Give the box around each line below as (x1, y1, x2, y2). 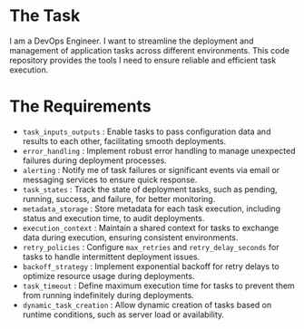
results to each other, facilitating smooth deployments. (22, 135, 227, 146)
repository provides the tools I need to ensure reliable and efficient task (9, 54, 277, 65)
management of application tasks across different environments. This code (9, 44, 290, 55)
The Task (9, 5, 81, 26)
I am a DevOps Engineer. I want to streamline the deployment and (9, 35, 254, 46)
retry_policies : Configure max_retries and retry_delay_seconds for (22, 241, 279, 252)
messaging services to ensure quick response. (22, 174, 198, 185)
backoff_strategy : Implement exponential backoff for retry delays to (22, 260, 279, 272)
